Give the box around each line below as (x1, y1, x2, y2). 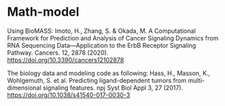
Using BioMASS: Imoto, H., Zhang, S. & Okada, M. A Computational (7, 27, 196, 35)
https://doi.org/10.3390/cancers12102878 (7, 55, 125, 64)
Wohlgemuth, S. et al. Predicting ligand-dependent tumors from (7, 76, 187, 84)
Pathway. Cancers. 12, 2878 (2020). (7, 49, 108, 57)
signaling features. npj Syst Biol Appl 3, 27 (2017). (43, 83, 183, 92)
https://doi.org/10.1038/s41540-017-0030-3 (7, 90, 130, 99)
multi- (187, 76, 205, 84)
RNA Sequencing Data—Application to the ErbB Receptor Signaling (7, 41, 197, 49)
